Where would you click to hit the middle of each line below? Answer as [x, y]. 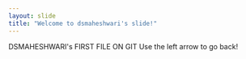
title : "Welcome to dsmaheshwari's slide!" [83, 23]
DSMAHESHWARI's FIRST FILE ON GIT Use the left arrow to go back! [123, 46]
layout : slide [32, 16]
